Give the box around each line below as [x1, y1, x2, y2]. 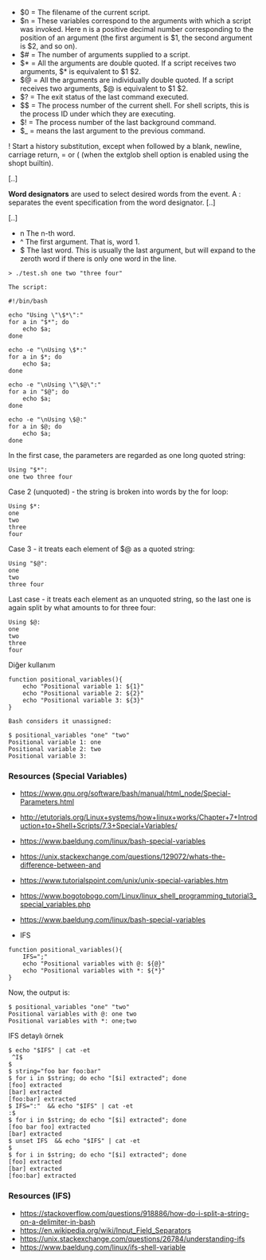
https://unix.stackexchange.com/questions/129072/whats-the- [19, 852, 226, 862]
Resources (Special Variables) [8, 770, 127, 781]
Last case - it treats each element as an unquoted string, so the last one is [8, 594, 252, 604]
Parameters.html [19, 797, 74, 807]
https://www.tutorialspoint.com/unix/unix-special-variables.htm [19, 876, 229, 886]
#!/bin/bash [8, 297, 48, 305]
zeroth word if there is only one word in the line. [19, 254, 177, 263]
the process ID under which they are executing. [19, 109, 176, 119]
